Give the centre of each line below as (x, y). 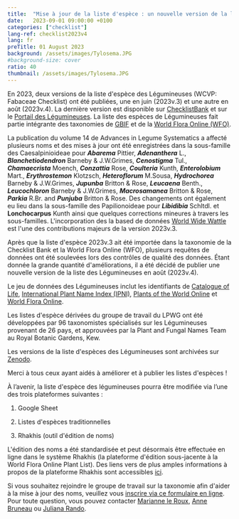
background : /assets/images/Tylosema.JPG (70, 54)
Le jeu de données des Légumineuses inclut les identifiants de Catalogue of (118, 286)
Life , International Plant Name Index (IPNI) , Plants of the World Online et (112, 294)
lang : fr (20, 41)
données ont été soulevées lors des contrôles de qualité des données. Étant (118, 257)
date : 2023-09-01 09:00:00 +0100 (60, 21)
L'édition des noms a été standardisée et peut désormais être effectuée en (116, 449)
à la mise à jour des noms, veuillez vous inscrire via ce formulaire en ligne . (116, 493)
